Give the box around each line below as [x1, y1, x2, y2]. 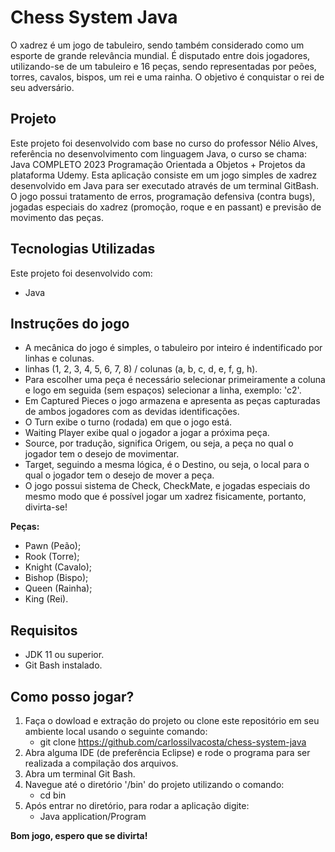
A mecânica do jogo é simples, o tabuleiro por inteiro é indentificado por [24, 342, 323, 354]
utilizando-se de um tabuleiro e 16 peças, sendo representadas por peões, [10, 60, 317, 72]
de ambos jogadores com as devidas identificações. [24, 406, 240, 418]
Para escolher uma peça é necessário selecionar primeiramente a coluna [24, 374, 326, 386]
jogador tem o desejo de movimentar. [24, 448, 180, 460]
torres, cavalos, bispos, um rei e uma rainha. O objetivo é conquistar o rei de [10, 71, 325, 83]
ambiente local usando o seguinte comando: [24, 726, 208, 737]
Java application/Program [39, 811, 147, 822]
